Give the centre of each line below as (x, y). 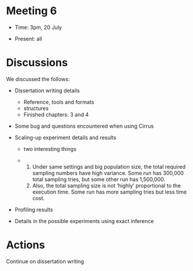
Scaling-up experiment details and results (66, 137)
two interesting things (50, 149)
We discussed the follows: (38, 79)
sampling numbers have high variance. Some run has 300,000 (108, 173)
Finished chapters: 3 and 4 (56, 114)
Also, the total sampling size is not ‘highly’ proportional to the (107, 185)
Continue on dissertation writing (45, 261)
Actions (26, 245)
